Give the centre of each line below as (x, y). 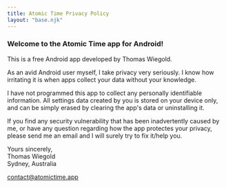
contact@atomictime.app (43, 177)
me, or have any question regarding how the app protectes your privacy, (110, 128)
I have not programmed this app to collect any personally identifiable (104, 93)
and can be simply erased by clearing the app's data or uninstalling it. (106, 107)
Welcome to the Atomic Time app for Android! (85, 44)
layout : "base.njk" (35, 20)
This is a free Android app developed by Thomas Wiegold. (90, 59)
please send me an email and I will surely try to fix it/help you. (95, 136)
